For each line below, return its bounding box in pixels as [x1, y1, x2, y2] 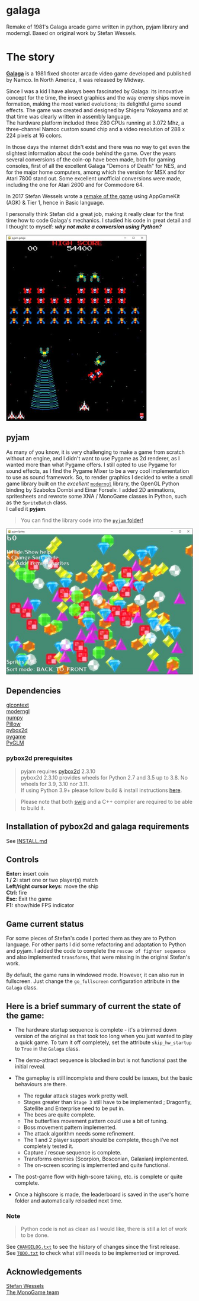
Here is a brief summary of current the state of [6, 1001, 181, 1011]
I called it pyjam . [6, 505, 47, 512]
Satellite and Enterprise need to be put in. [23, 1105, 125, 1112]
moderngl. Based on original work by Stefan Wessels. [6, 29, 137, 36]
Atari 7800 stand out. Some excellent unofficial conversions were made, [6, 174, 182, 182]
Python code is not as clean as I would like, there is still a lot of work [20, 1226, 188, 1233]
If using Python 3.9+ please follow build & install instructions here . [20, 787, 182, 794]
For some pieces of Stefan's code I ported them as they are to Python [6, 935, 176, 942]
